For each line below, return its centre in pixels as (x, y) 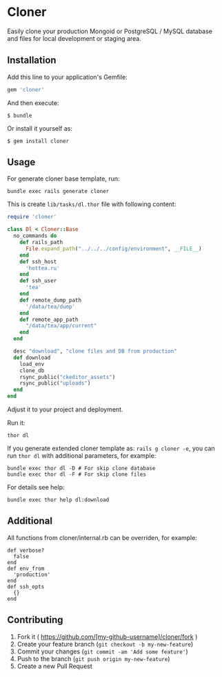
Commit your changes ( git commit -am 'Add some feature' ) (102, 651)
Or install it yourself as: (40, 128)
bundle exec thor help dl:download (58, 500)
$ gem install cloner (38, 141)
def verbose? (26, 550)
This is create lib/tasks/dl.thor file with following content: (92, 204)
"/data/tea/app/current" (61, 326)
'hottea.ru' (42, 268)
